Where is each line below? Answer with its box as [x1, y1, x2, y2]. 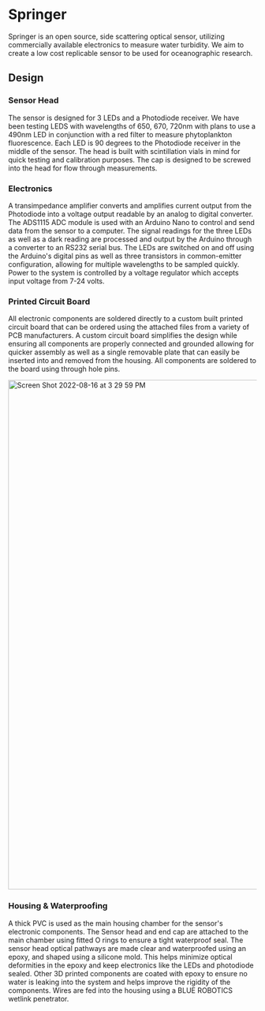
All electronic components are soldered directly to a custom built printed [8, 314, 243, 324]
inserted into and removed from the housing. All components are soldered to [8, 356, 257, 365]
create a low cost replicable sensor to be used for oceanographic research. [8, 48, 253, 58]
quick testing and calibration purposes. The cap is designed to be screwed [8, 155, 251, 164]
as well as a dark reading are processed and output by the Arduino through [8, 234, 252, 244]
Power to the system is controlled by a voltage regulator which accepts [8, 268, 239, 277]
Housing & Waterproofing [8, 901, 108, 912]
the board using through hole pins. [8, 365, 121, 374]
